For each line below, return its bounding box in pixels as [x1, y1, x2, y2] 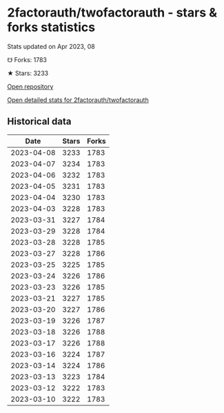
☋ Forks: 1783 [7, 55, 47, 63]
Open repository [7, 82, 54, 90]
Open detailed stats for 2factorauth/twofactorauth [7, 95, 150, 104]
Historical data [7, 116, 72, 128]
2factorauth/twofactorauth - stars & [7, 5, 218, 21]
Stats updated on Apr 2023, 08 [7, 42, 95, 50]
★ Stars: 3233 [7, 69, 49, 77]
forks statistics [7, 19, 95, 35]
